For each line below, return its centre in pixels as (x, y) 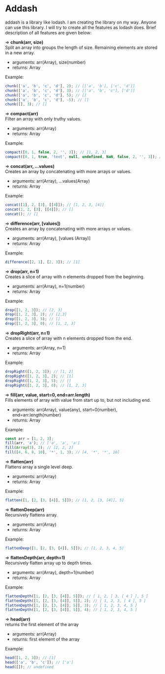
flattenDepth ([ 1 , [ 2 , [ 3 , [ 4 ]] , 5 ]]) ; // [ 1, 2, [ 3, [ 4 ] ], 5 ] (77, 596)
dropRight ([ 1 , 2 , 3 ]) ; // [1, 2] (39, 372)
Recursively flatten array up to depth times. (49, 563)
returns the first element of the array (42, 625)
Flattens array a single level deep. (39, 467)
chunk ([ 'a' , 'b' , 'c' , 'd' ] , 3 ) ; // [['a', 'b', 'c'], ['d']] (70, 91)
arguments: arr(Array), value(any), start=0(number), (65, 410)
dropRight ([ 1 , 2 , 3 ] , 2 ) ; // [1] (39, 376)
